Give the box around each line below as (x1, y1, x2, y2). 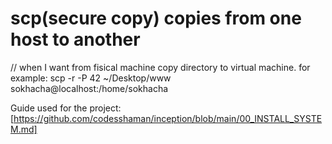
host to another (10, 28, 141, 51)
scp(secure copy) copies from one (10, 7, 302, 30)
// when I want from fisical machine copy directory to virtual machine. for (10, 61, 311, 73)
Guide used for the (10, 102, 88, 114)
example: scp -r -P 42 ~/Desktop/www (10, 72, 172, 84)
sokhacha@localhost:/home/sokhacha (10, 82, 169, 94)
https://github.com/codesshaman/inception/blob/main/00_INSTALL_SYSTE (13, 112, 323, 124)
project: (89, 102, 122, 114)
